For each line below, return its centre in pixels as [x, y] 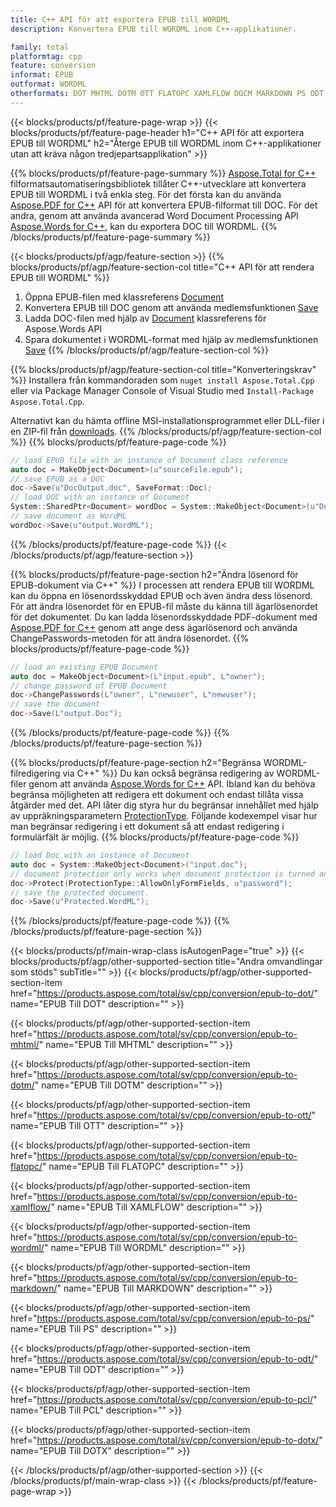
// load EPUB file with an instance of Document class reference [149, 460]
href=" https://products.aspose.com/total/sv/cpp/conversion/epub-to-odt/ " [164, 1359]
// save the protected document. [80, 892]
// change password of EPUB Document [89, 686]
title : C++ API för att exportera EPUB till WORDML [120, 19]
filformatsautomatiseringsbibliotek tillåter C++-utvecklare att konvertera [158, 183]
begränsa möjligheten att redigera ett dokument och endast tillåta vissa [157, 794]
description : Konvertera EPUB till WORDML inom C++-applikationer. [154, 29]
